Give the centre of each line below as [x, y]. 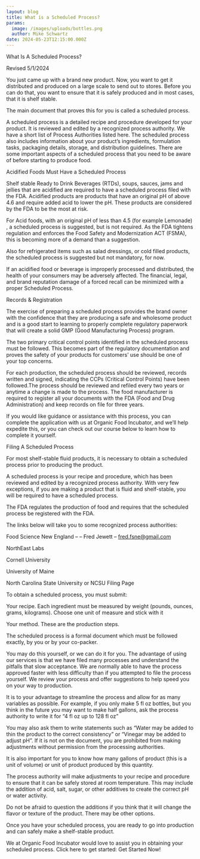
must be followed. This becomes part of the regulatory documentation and [98, 348]
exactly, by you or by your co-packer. [52, 642]
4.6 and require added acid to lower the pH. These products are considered [99, 202]
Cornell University [28, 560]
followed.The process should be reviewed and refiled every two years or [95, 386]
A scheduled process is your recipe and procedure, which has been [90, 476]
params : [16, 23]
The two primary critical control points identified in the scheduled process [97, 342]
